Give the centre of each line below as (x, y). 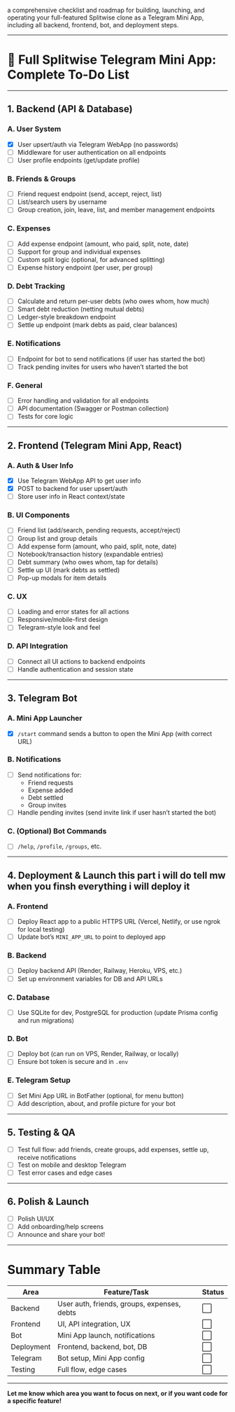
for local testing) (41, 929)
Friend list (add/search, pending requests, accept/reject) (99, 530)
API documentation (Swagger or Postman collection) (93, 408)
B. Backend (27, 955)
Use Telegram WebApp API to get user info (79, 480)
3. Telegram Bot (42, 699)
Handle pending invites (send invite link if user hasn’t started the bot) (117, 812)
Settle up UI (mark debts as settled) (69, 569)
